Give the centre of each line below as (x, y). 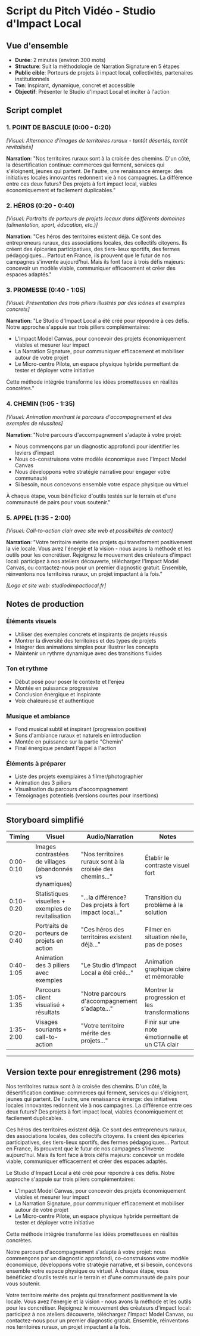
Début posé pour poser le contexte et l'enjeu (70, 681)
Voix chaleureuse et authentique (54, 701)
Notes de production (45, 604)
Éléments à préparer (36, 764)
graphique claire (168, 969)
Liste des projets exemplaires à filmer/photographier (79, 776)
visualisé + (50, 1005)
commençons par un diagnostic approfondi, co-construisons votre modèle (98, 1258)
